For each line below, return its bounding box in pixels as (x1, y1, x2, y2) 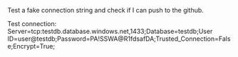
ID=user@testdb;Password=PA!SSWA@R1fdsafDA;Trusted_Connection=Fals (7, 34, 231, 43)
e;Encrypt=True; (7, 42, 56, 50)
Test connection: (7, 20, 57, 27)
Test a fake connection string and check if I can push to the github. (7, 6, 205, 14)
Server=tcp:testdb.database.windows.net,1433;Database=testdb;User (7, 27, 213, 35)
